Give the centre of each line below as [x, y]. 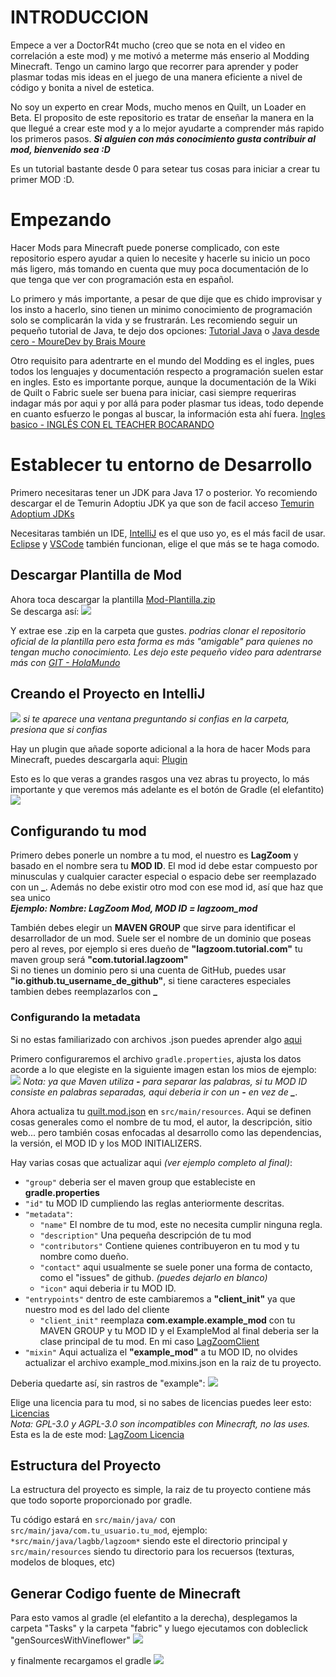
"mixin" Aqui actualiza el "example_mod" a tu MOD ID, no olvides [161, 1352]
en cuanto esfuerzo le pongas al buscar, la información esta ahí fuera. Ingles [168, 413]
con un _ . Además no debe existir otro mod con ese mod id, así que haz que [167, 887]
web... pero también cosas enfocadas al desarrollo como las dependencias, [166, 1132]
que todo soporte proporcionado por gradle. [101, 1500]
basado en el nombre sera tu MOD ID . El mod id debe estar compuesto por [164, 866]
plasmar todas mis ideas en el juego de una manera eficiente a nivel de [156, 77]
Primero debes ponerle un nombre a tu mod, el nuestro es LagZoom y [154, 855]
